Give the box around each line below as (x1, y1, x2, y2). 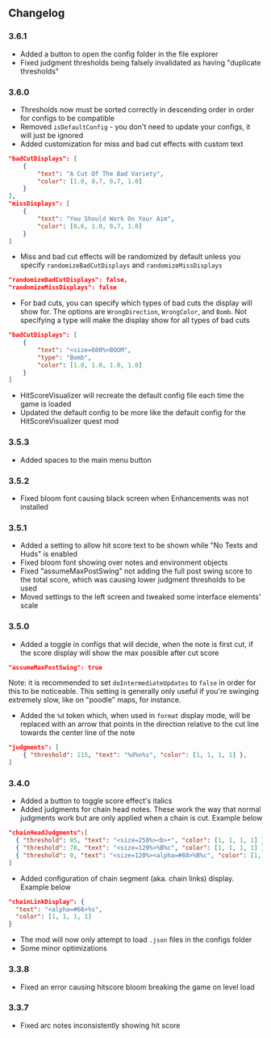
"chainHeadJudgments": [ (8, 829, 89, 837)
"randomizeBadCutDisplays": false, (8, 276, 128, 284)
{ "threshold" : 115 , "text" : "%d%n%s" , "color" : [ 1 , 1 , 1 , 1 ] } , (23, 751, 248, 759)
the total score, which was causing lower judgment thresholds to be (19, 575, 246, 585)
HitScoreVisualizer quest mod (19, 416, 119, 427)
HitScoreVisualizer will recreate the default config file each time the (19, 391, 244, 401)
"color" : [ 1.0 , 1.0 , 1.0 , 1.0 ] (37, 361, 143, 369)
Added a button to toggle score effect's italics (19, 796, 173, 806)
